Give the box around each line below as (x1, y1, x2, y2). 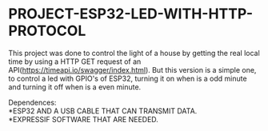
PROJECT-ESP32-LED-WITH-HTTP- (8, 5, 254, 23)
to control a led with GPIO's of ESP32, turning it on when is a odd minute (8, 73, 247, 83)
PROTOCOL (8, 22, 86, 40)
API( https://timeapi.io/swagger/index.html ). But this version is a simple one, (8, 65, 257, 74)
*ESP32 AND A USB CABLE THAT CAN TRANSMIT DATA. (8, 105, 198, 116)
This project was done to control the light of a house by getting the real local (8, 48, 260, 58)
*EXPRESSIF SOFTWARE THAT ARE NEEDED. (8, 114, 158, 124)
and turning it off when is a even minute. (8, 81, 142, 92)
